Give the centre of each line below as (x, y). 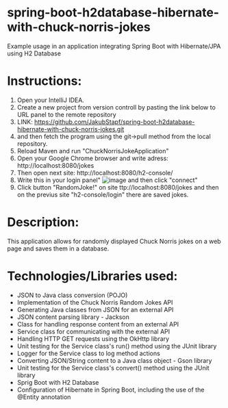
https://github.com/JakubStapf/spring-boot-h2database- (114, 122)
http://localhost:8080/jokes (55, 165)
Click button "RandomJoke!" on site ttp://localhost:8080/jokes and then (118, 187)
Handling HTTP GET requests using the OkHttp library (93, 339)
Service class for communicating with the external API (93, 331)
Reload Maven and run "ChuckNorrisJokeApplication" (93, 151)
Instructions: (45, 81)
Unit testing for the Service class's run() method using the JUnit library (117, 346)
